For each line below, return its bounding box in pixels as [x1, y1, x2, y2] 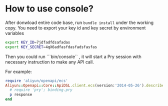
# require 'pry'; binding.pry [9, 87, 72, 92]
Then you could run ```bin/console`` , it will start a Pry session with [5, 53, 141, 59]
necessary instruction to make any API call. [5, 58, 94, 65]
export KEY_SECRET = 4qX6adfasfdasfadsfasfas [5, 44, 97, 49]
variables [5, 30, 24, 36]
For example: [5, 68, 32, 74]
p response [9, 92, 32, 97]
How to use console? [5, 3, 94, 14]
